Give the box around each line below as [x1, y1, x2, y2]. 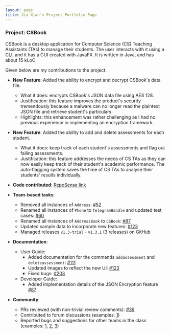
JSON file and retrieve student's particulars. [20, 108, 113, 115]
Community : [12, 296, 40, 302]
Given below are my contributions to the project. [5, 67, 107, 73]
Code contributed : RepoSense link [12, 182, 86, 188]
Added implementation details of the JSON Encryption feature [28, 281, 158, 287]
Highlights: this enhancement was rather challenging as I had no [20, 114, 156, 120]
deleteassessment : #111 [28, 259, 76, 265]
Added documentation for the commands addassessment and [28, 254, 155, 260]
